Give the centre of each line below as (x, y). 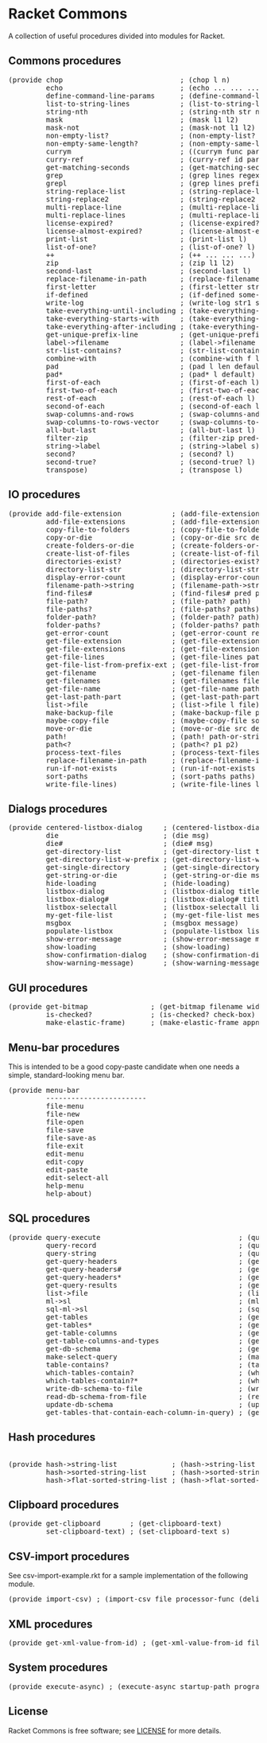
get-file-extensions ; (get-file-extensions (155, 649)
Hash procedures (52, 1437)
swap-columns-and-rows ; (115, 414)
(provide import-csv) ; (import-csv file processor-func (122, 1599)
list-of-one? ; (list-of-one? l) (151, 247)
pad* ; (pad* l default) (151, 374)
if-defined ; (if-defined (140, 294)
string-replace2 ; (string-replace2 (151, 199)
